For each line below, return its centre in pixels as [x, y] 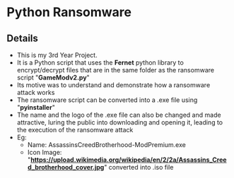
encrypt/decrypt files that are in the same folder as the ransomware [116, 70]
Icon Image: [45, 152]
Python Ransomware [69, 12]
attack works [36, 93]
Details [22, 38]
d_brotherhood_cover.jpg [66, 167]
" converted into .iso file [139, 167]
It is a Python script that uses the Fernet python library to [100, 63]
